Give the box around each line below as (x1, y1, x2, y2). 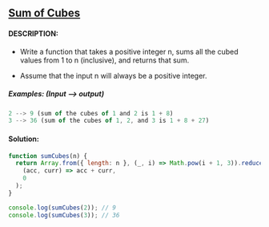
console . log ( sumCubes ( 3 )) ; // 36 (8, 211, 120, 219)
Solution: (8, 134, 40, 144)
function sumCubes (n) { (8, 152, 88, 160)
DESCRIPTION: (8, 28, 58, 39)
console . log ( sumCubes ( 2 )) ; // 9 (8, 204, 116, 212)
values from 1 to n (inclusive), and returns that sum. (19, 55, 190, 65)
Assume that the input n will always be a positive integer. (19, 71, 207, 80)
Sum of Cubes (8, 6, 81, 20)
